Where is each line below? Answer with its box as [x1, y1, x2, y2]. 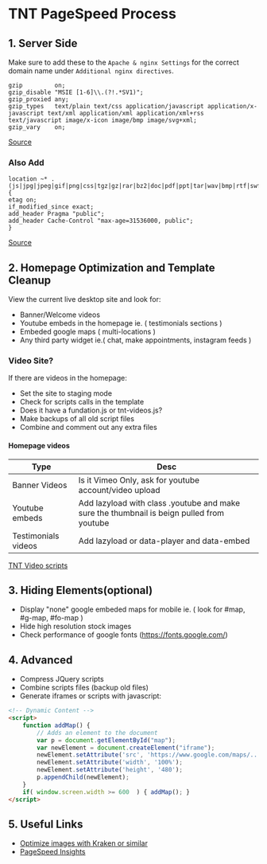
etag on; [8, 196, 37, 204]
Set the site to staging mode [19, 389, 113, 398]
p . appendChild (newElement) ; [37, 773, 130, 781]
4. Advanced [8, 653, 73, 667]
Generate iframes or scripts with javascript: [19, 691, 161, 701]
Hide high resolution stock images [19, 622, 132, 631]
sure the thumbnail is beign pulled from [78, 507, 225, 518]
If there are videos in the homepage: [8, 373, 127, 383]
